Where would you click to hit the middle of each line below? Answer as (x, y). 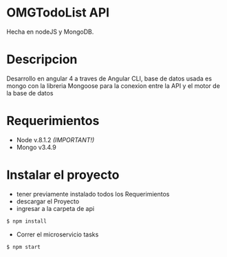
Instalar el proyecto (63, 175)
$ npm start (23, 247)
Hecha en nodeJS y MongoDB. (50, 32)
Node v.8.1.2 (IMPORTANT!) (55, 139)
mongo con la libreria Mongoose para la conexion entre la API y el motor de (113, 86)
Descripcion (42, 59)
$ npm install (27, 221)
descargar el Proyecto (48, 201)
